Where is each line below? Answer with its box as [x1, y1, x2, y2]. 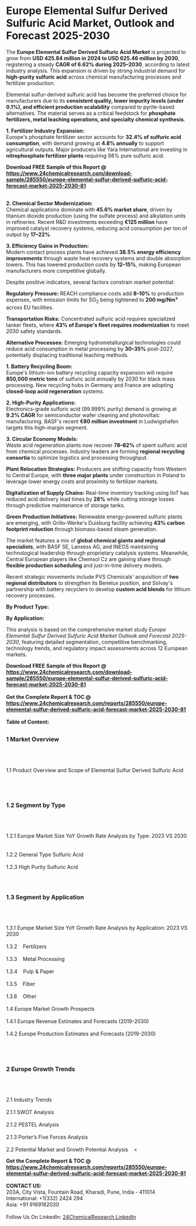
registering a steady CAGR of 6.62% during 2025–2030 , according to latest [6, 60, 190, 68]
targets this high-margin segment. [6, 424, 88, 431]
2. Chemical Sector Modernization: [6, 199, 93, 206]
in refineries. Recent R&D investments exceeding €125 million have [6, 218, 168, 225]
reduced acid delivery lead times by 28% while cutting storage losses [6, 495, 174, 502]
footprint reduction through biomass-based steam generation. [6, 525, 158, 532]
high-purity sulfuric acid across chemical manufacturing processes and [6, 73, 181, 80]
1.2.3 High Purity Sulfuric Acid [6, 864, 78, 871]
